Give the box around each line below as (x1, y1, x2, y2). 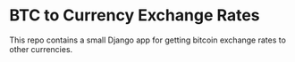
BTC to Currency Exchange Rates (9, 5, 261, 26)
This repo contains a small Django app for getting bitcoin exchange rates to (9, 35, 286, 45)
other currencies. (9, 43, 73, 54)
